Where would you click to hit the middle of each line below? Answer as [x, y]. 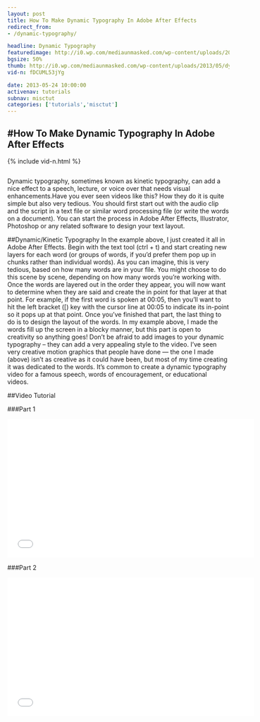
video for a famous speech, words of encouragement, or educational [107, 374]
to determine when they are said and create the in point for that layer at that [117, 292]
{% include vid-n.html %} [44, 161]
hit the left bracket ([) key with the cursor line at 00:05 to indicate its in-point [118, 306]
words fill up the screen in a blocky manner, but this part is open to [104, 329]
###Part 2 [22, 567]
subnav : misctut [31, 98]
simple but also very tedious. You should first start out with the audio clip [113, 203]
